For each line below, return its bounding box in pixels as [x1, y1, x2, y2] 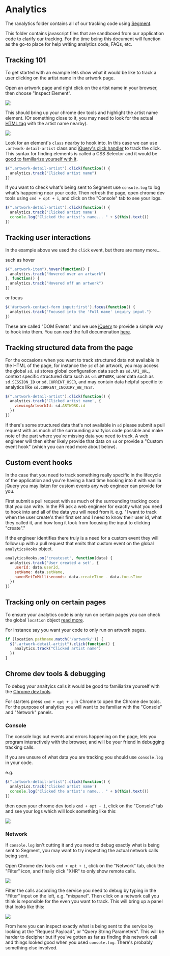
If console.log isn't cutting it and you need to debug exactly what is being [5, 841, 160, 848]
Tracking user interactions [5, 233, 91, 242]
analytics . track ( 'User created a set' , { [10, 560, 99, 566]
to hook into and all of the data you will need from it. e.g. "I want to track [5, 509, 157, 515]
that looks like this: [5, 904, 45, 910]
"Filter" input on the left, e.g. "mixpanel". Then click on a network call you [5, 892, 159, 899]
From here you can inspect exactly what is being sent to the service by [5, 923, 154, 929]
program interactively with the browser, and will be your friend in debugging [5, 739, 164, 745]
